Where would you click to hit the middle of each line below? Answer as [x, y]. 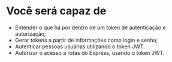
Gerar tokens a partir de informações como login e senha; [86, 40]
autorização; [30, 33]
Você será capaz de [56, 11]
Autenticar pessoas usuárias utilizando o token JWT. [80, 46]
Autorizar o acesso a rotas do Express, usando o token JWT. [90, 52]
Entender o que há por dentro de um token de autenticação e [90, 27]
